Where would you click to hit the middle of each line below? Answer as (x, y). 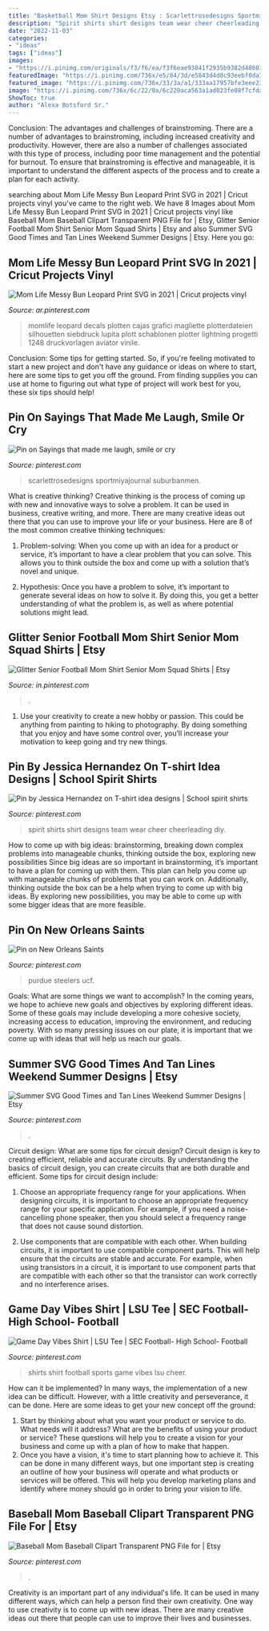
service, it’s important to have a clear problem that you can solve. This (136, 554)
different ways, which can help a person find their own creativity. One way (131, 1601)
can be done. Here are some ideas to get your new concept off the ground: (132, 1405)
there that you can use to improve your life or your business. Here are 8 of (130, 521)
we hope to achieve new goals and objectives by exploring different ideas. (131, 1004)
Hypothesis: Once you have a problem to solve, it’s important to (124, 586)
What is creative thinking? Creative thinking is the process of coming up (127, 496)
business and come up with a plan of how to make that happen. (124, 1446)
